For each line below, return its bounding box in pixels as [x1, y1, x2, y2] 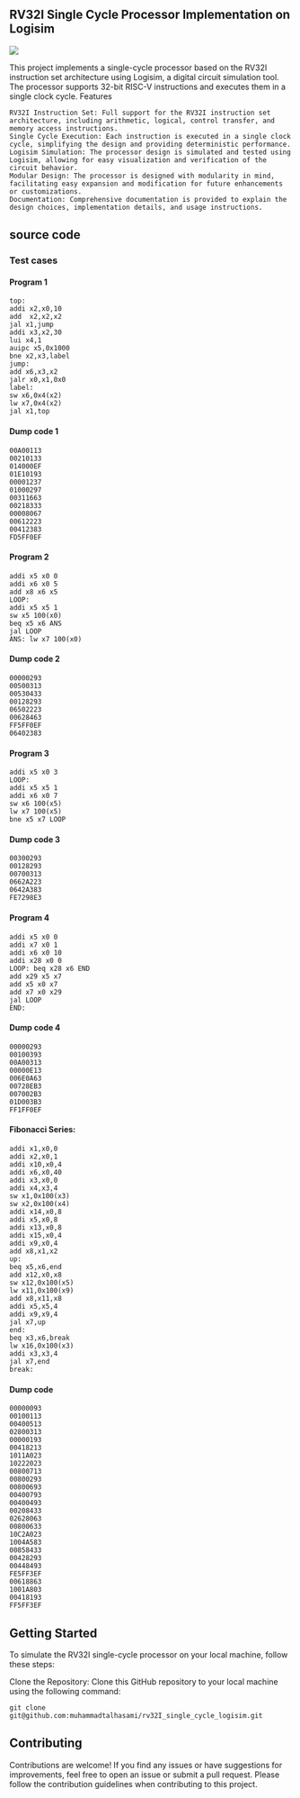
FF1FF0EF [9, 1105, 42, 1114]
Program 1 [9, 277, 48, 287]
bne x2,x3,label [9, 351, 70, 361]
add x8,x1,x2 [9, 1247, 58, 1256]
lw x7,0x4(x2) [9, 399, 63, 408]
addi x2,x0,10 [9, 304, 63, 313]
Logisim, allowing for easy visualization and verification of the [9, 155, 268, 165]
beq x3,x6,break [9, 1333, 70, 1342]
